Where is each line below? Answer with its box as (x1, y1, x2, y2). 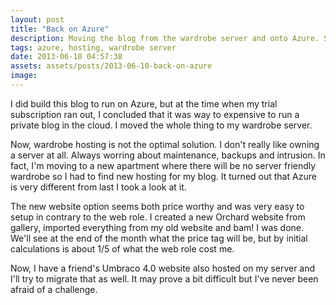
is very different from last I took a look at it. (10, 181, 187, 193)
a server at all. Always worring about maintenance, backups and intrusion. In (10, 149, 326, 161)
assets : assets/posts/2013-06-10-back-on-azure (10, 61, 213, 71)
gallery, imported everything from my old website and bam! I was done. (10, 221, 305, 233)
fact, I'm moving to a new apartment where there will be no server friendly (10, 159, 317, 171)
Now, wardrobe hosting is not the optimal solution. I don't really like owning (10, 138, 320, 150)
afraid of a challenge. (10, 283, 98, 295)
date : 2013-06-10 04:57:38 (10, 52, 123, 62)
